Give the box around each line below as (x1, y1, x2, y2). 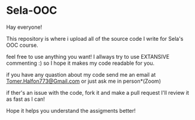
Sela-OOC (6, 4, 57, 17)
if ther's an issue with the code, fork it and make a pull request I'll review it (6, 89, 190, 96)
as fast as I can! (6, 95, 45, 103)
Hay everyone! (6, 23, 42, 31)
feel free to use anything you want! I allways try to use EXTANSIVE (6, 53, 170, 60)
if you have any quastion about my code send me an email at (6, 71, 156, 78)
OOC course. (6, 41, 39, 49)
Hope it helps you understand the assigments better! (6, 107, 136, 114)
